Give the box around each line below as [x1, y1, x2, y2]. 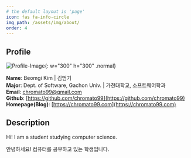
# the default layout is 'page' [6, 8, 85, 15]
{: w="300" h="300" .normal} [45, 62, 117, 69]
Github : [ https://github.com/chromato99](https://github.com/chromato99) [6, 95, 186, 102]
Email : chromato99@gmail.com [6, 89, 82, 96]
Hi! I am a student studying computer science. [6, 133, 117, 140]
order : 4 [6, 25, 28, 31]
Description [6, 118, 50, 128]
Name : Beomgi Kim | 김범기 [6, 75, 72, 82]
